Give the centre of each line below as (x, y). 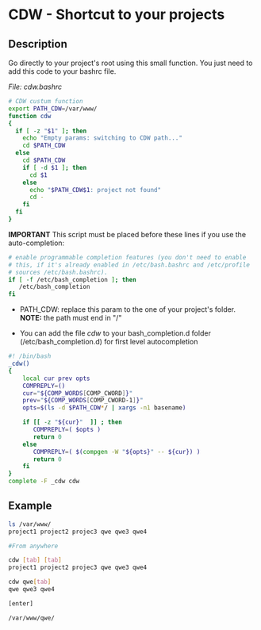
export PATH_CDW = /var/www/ (53, 109)
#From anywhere (33, 546)
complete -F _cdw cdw (44, 482)
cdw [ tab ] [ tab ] (35, 560)
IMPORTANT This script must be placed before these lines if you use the (127, 234)
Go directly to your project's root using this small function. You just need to (130, 63)
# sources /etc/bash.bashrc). (58, 272)
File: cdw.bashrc (35, 86)
